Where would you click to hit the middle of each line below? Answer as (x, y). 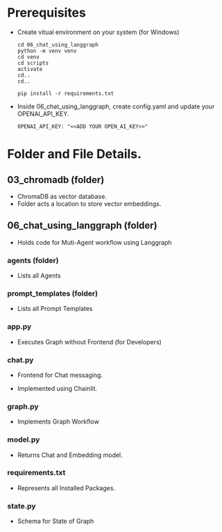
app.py (19, 327)
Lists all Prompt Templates (55, 309)
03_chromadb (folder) (56, 180)
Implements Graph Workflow (58, 421)
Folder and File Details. (75, 154)
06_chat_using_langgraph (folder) (82, 226)
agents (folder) (33, 260)
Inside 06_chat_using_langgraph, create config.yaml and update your (116, 106)
